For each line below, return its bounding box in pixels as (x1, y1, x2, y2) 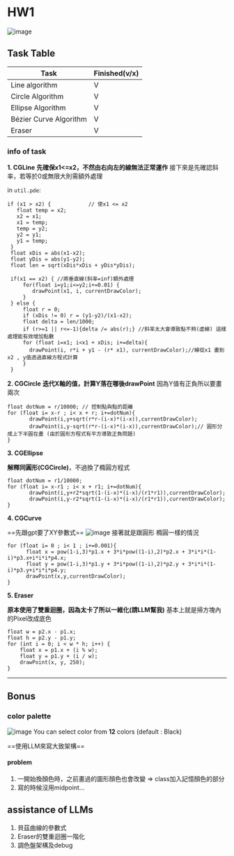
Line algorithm (10, 80, 58, 89)
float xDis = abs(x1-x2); (10, 249, 86, 257)
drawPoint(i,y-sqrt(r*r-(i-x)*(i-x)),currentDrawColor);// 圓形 (29, 423, 217, 430)
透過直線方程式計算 (31, 354, 78, 361)
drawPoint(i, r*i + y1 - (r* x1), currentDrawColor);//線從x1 (29, 347, 211, 354)
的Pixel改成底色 (7, 614, 52, 623)
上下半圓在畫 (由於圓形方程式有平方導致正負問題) (12, 430, 136, 437)
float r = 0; (22, 306, 61, 313)
